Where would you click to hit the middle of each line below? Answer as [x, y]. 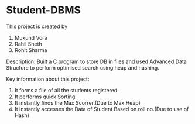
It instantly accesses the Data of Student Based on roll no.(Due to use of [102, 109]
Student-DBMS [43, 10]
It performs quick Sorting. [46, 97]
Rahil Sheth [28, 44]
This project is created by [37, 26]
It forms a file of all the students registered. [66, 90]
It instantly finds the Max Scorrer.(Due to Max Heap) [77, 102]
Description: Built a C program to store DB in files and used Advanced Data [97, 61]
